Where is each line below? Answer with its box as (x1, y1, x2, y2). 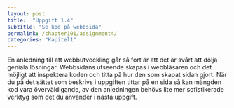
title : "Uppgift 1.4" (7, 17, 74, 24)
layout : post (7, 10, 46, 18)
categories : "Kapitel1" (7, 36, 77, 43)
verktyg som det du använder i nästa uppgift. (7, 93, 137, 102)
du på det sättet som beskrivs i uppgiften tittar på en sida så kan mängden (7, 78, 222, 86)
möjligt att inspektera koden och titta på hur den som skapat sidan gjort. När (7, 71, 228, 79)
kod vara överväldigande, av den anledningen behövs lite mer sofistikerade (7, 86, 224, 94)
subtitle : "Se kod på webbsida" (7, 23, 102, 30)
